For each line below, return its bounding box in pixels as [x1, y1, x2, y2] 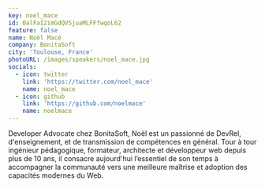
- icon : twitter [15, 70, 69, 78]
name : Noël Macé [8, 33, 62, 42]
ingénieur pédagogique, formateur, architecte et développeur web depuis [8, 145, 247, 155]
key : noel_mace [8, 11, 58, 20]
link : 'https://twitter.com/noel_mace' [22, 77, 154, 85]
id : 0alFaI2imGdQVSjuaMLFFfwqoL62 [8, 19, 122, 27]
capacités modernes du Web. [8, 171, 104, 180]
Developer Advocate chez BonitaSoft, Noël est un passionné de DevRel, [8, 129, 242, 138]
